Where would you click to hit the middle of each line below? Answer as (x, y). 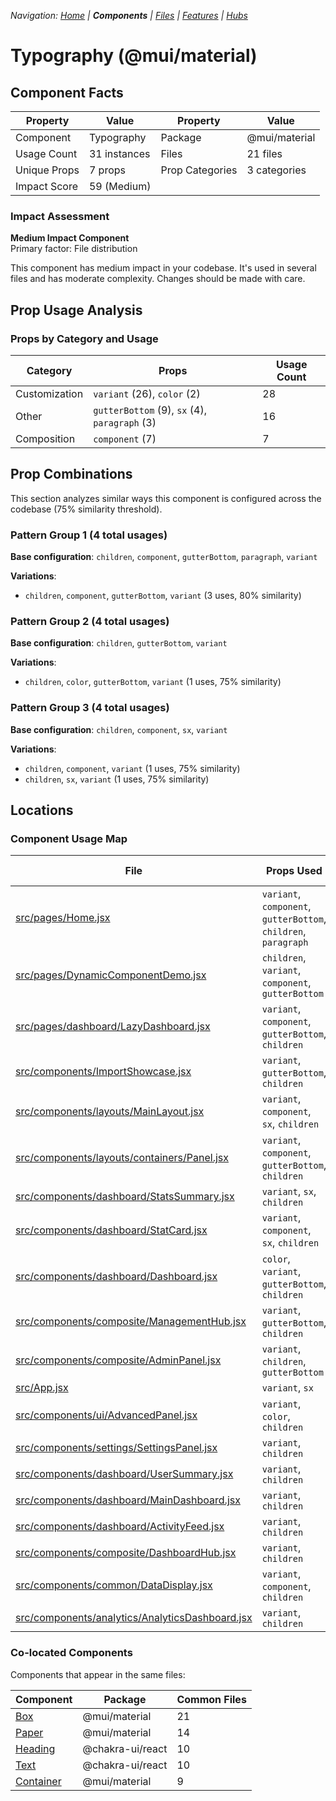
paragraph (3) (125, 422)
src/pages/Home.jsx (63, 918)
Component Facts (67, 92)
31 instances (119, 153)
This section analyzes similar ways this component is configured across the (166, 498)
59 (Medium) (120, 186)
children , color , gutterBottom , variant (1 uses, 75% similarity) (153, 682)
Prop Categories (199, 170)
